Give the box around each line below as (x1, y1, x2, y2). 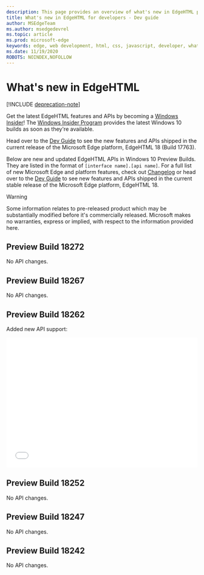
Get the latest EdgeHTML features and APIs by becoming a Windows (6, 112, 178, 119)
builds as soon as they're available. (6, 125, 94, 133)
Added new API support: (6, 326, 68, 332)
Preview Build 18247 (6, 512, 85, 522)
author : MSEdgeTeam (6, 20, 56, 26)
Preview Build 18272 (6, 242, 85, 252)
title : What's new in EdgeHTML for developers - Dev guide (6, 15, 159, 21)
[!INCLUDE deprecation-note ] (6, 100, 81, 108)
